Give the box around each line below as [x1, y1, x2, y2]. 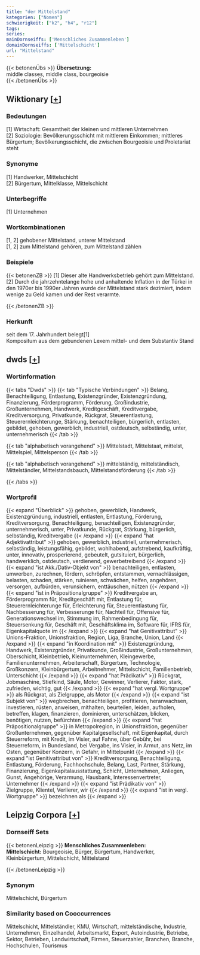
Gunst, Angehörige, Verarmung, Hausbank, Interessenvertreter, [6, 773, 162, 781]
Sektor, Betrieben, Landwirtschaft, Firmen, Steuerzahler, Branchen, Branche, [6, 936, 195, 943]
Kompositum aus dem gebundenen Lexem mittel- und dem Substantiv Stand [6, 337, 194, 344]
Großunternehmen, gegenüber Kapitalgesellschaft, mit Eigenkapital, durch [6, 729, 189, 736]
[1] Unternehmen [6, 208, 48, 215]
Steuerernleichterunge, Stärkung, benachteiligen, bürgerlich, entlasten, [6, 418, 181, 425]
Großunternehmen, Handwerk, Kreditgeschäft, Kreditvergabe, [6, 405, 158, 412]
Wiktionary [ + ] [6, 94, 61, 105]
